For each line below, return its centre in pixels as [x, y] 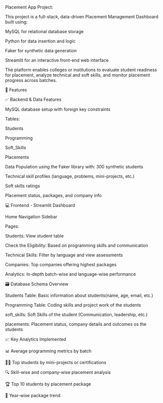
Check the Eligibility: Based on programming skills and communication [77, 245]
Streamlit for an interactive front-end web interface [57, 60]
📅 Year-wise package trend [33, 395]
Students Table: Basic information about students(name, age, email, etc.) [79, 295]
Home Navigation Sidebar [31, 217]
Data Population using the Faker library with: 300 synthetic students [74, 167]
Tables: [13, 119]
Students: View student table [35, 236]
